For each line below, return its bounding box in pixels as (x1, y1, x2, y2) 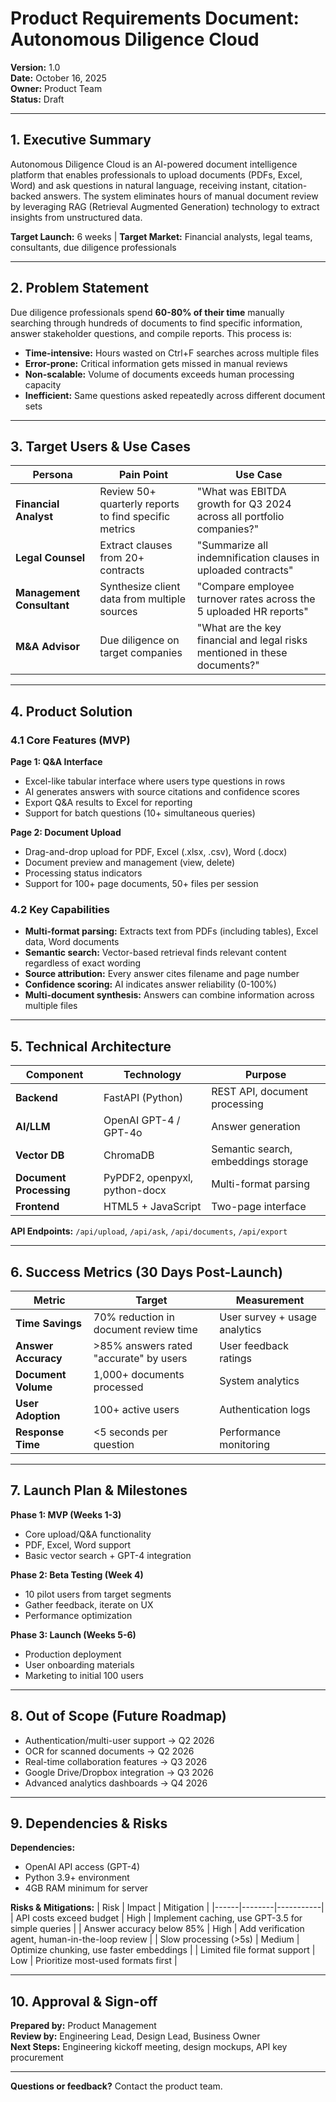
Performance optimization (24, 1609, 133, 1621)
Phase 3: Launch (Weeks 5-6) (10, 1628, 137, 1641)
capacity (24, 378, 62, 391)
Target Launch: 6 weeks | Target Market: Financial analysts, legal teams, (10, 230, 313, 242)
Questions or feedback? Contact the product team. (10, 2080, 223, 2092)
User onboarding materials (24, 1658, 135, 1671)
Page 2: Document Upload (10, 827, 122, 839)
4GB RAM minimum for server (24, 1882, 149, 1894)
